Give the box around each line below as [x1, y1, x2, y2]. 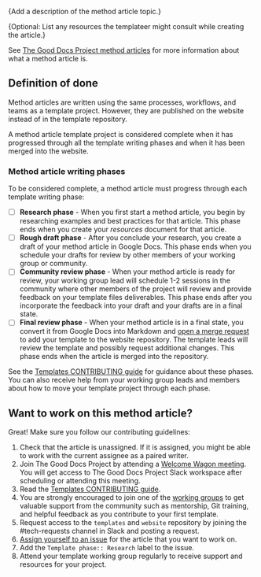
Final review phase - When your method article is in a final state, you [19, 318, 244, 327]
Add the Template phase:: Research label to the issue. [19, 543, 195, 553]
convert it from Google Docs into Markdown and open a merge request [19, 327, 250, 336]
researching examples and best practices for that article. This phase [19, 216, 241, 226]
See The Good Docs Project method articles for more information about [8, 46, 240, 54]
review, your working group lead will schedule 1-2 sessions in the [19, 276, 230, 286]
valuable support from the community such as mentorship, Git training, [19, 501, 249, 511]
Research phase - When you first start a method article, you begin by [19, 208, 245, 217]
